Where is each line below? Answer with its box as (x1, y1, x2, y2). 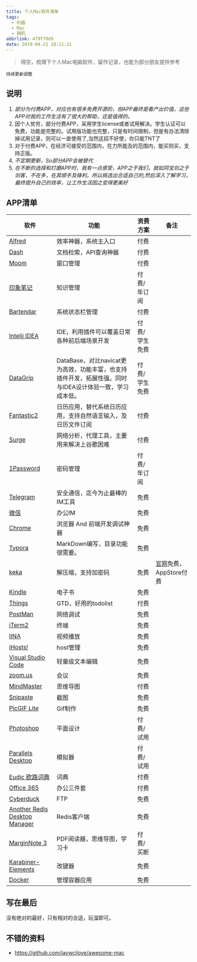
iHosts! (9, 643, 28, 651)
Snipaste (9, 693, 33, 701)
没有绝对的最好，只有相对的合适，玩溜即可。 (6, 914, 114, 921)
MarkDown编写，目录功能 (56, 539, 128, 548)
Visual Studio (9, 653, 46, 661)
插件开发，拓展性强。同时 (56, 374, 127, 382)
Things (9, 599, 28, 607)
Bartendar (9, 307, 37, 316)
